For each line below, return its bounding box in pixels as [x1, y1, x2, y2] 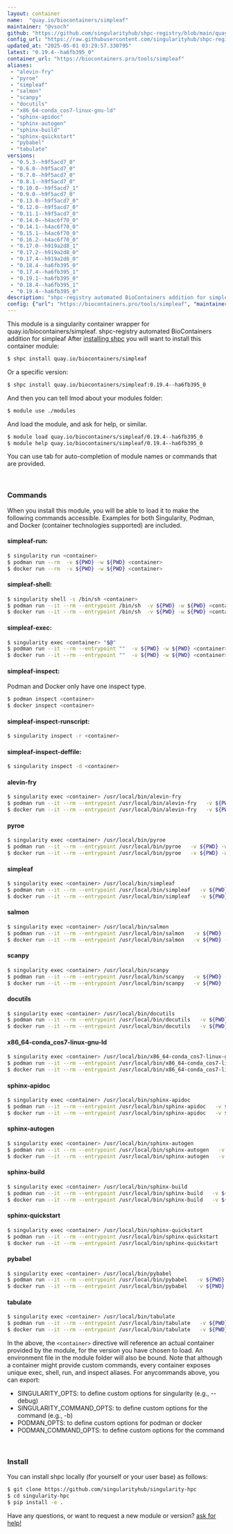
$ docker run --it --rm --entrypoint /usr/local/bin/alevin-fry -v [7, 806, 213, 813]
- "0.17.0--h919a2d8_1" [10, 242, 79, 250]
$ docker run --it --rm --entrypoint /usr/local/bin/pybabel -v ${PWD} [7, 1283, 225, 1290]
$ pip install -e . [7, 1499, 64, 1506]
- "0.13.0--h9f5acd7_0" [10, 197, 79, 205]
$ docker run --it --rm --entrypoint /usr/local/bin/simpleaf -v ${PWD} [7, 893, 228, 900]
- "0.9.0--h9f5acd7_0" [10, 191, 76, 198]
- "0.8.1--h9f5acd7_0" [10, 178, 76, 185]
